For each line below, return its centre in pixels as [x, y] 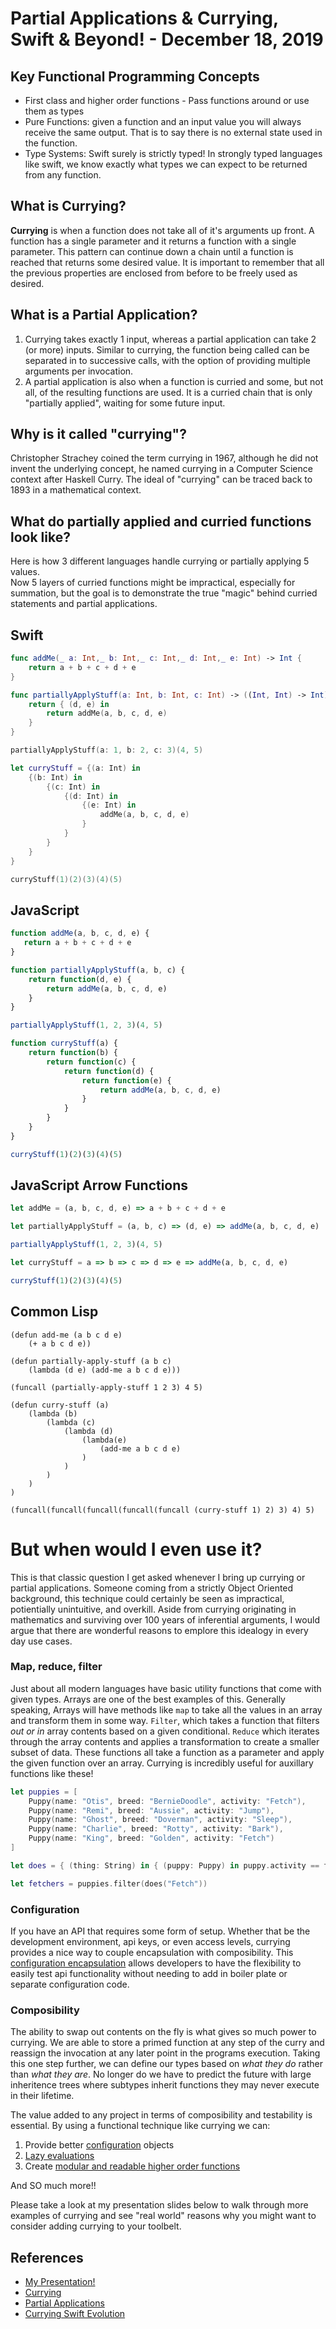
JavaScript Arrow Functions [99, 1185]
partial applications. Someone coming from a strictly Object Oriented [152, 1588]
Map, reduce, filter [56, 1667]
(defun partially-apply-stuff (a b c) [91, 1361]
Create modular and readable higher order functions [132, 2166]
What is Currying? [68, 206]
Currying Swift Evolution [75, 2314]
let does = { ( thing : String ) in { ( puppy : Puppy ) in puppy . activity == [165, 1865]
